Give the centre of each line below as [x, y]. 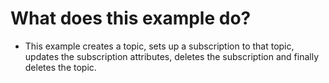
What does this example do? [131, 18]
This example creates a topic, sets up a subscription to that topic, [159, 46]
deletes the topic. [60, 67]
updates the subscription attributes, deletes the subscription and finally [171, 56]
